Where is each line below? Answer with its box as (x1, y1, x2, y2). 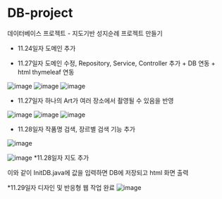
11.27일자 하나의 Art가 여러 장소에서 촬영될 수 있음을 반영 (17, 96, 174, 105)
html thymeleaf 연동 (17, 68, 75, 76)
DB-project (7, 5, 73, 21)
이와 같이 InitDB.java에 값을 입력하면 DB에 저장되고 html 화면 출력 (7, 168, 189, 176)
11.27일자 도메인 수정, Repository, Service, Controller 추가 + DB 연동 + (17, 58, 216, 68)
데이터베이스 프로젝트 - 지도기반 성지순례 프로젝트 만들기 (7, 29, 164, 37)
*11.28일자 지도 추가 (34, 153, 90, 162)
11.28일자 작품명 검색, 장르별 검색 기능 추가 (17, 124, 136, 133)
